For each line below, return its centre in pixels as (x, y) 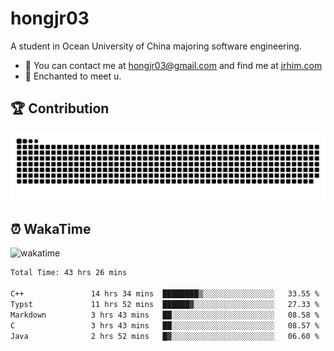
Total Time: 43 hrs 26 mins (69, 273)
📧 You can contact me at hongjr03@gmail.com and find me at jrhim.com (173, 65)
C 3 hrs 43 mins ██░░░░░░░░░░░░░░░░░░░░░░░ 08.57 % (165, 325)
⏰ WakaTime (51, 228)
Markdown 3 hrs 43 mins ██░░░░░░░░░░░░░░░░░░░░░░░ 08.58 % (165, 315)
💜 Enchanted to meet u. (73, 76)
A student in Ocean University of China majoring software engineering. (156, 46)
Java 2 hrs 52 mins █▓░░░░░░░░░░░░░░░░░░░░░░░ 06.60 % (165, 336)
